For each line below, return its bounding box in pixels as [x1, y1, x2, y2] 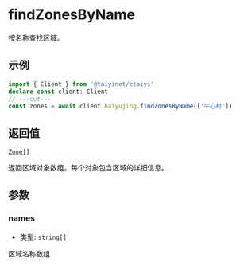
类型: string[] [19, 232, 68, 241]
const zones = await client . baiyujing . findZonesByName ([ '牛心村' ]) [8, 102, 233, 111]
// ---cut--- [8, 95, 52, 103]
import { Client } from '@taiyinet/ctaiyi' [8, 80, 155, 88]
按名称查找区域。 [8, 33, 64, 42]
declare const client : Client [8, 88, 109, 96]
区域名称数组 [8, 248, 50, 258]
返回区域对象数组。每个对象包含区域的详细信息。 [8, 163, 168, 173]
